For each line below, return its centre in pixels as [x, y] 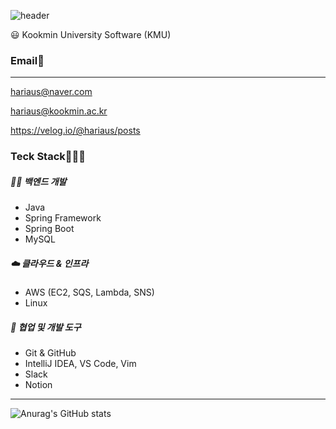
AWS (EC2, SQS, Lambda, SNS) [89, 292]
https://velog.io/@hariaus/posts [75, 131]
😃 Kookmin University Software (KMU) [91, 34]
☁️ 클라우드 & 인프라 [49, 263]
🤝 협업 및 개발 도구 [46, 327]
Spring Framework [63, 218]
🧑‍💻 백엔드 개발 [38, 181]
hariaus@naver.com [51, 92]
